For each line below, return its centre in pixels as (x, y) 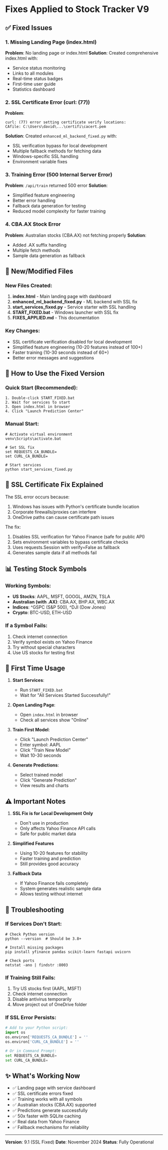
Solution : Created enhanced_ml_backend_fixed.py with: (61, 136)
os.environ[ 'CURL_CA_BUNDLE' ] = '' (42, 1042)
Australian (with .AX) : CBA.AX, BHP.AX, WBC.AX (63, 602)
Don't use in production (44, 823)
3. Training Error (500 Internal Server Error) (59, 175)
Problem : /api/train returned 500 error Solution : (56, 185)
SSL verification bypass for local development (60, 146)
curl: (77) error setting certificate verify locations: (66, 122)
